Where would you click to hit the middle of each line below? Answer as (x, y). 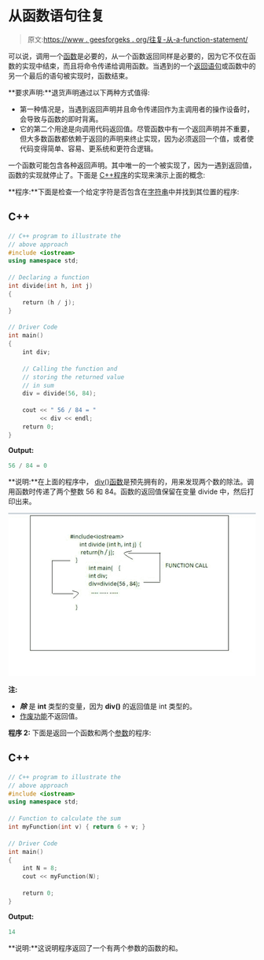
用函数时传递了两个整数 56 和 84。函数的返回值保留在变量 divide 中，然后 (128, 491)
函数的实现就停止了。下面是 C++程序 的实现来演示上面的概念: (107, 175)
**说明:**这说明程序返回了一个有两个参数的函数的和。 (95, 947)
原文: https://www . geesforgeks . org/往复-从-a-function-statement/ (137, 39)
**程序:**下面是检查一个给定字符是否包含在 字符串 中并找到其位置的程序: (124, 191)
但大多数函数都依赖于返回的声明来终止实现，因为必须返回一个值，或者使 (136, 138)
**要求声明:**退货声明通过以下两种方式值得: (79, 92)
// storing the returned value (73, 377)
